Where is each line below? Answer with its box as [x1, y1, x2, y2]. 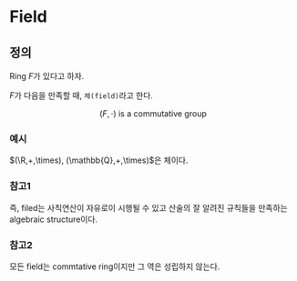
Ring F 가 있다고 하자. [9, 71, 85, 81]
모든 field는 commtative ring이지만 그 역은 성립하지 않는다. [9, 261, 220, 272]
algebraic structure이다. [9, 214, 98, 225]
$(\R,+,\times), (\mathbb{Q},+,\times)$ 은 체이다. [9, 155, 189, 166]
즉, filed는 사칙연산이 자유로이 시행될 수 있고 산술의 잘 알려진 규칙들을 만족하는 [9, 202, 289, 213]
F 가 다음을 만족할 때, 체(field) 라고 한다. [9, 90, 153, 101]
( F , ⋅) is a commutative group [99, 108, 207, 119]
